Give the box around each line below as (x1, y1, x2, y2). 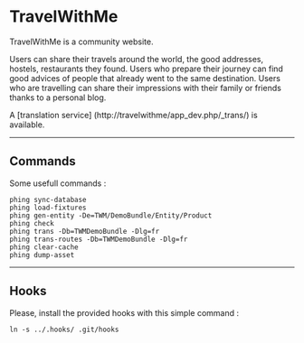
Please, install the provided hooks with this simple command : (9, 307, 240, 318)
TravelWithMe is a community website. (9, 36, 154, 47)
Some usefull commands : (9, 178, 107, 189)
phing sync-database (9, 195, 88, 204)
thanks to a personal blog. (9, 92, 107, 103)
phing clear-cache (9, 242, 79, 252)
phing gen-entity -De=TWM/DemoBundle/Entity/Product (9, 210, 213, 220)
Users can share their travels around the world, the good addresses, (9, 53, 264, 64)
